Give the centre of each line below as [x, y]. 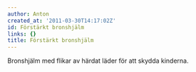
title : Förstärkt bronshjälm [51, 41]
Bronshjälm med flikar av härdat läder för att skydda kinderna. [98, 61]
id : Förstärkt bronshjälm [46, 27]
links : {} [22, 34]
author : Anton [29, 14]
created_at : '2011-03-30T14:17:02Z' [62, 21]
